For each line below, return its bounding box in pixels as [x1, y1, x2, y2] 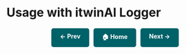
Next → [149, 32, 170, 40]
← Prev [60, 32, 81, 40]
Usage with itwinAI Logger [6, 5, 161, 21]
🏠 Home [101, 33, 128, 41]
